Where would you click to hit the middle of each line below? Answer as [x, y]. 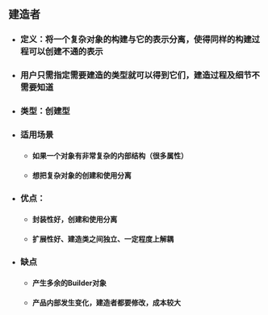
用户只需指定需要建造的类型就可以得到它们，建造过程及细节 [136, 75]
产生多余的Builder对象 [69, 283]
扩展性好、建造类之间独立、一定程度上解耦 [103, 239]
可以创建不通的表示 [66, 52]
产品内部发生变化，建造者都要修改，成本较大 [107, 303]
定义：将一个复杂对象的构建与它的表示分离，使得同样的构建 [136, 40]
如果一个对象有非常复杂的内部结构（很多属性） [110, 155]
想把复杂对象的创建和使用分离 [82, 175]
